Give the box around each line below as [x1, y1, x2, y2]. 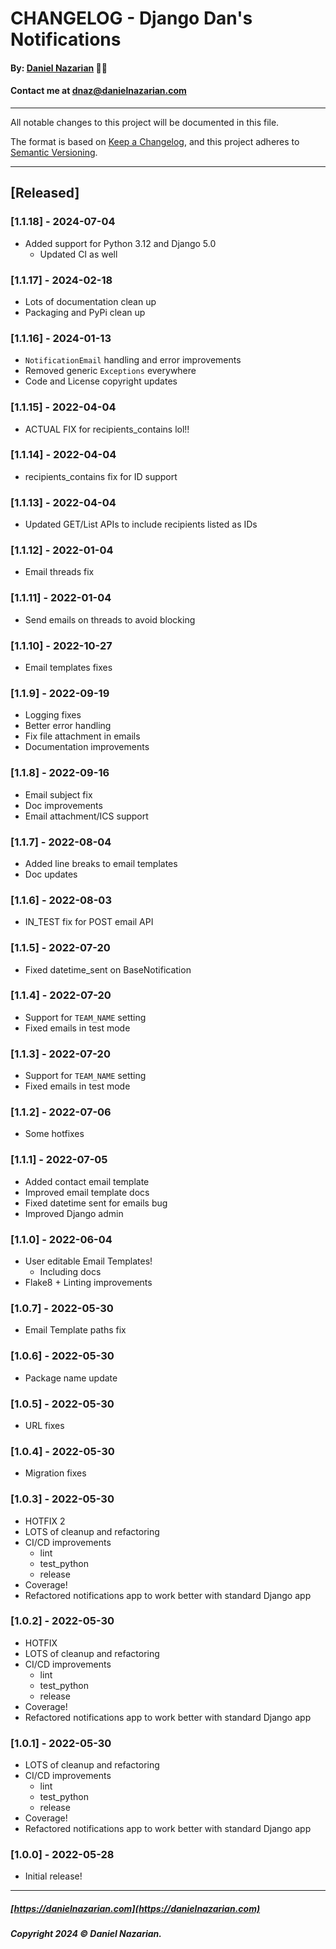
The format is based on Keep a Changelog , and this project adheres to [10, 135, 300, 147]
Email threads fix [24, 566, 95, 578]
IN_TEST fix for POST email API [24, 916, 154, 928]
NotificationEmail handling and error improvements [24, 354, 242, 366]
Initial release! [24, 1870, 83, 1882]
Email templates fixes [24, 662, 113, 674]
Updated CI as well [39, 248, 118, 260]
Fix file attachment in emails [24, 730, 141, 742]
